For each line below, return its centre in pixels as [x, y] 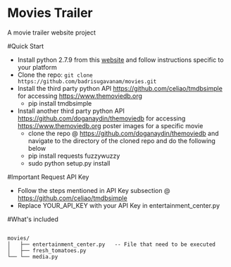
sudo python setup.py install [69, 163]
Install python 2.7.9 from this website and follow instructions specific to [120, 60]
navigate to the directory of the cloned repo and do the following [122, 141]
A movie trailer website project [52, 32]
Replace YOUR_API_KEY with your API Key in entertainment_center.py [119, 205]
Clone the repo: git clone [55, 75]
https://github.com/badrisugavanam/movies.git [87, 81]
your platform [37, 67]
